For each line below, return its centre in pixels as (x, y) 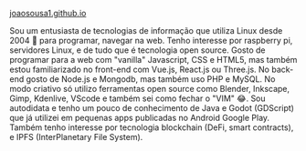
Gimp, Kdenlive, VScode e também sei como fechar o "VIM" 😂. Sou (138, 98)
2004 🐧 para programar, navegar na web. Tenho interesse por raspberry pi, (151, 40)
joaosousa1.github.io (48, 13)
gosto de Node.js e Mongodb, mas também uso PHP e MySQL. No (151, 79)
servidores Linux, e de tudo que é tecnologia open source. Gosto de (137, 50)
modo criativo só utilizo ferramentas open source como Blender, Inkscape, (150, 89)
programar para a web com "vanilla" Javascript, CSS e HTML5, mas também (153, 60)
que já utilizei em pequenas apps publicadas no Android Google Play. (140, 118)
